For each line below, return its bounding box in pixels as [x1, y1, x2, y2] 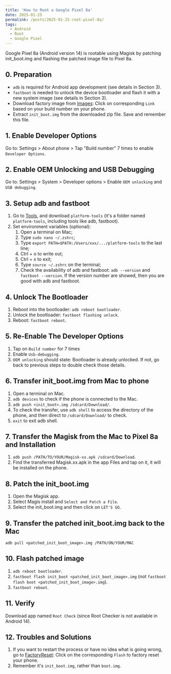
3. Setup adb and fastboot [5, 199, 90, 208]
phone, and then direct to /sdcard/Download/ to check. [12, 412, 127, 418]
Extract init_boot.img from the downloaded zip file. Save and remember [12, 111, 166, 117]
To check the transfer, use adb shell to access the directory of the [12, 406, 154, 412]
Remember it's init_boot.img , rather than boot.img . [12, 663, 121, 669]
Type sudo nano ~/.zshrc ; [20, 234, 75, 241]
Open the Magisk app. [12, 493, 60, 499]
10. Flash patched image [5, 554, 84, 563]
